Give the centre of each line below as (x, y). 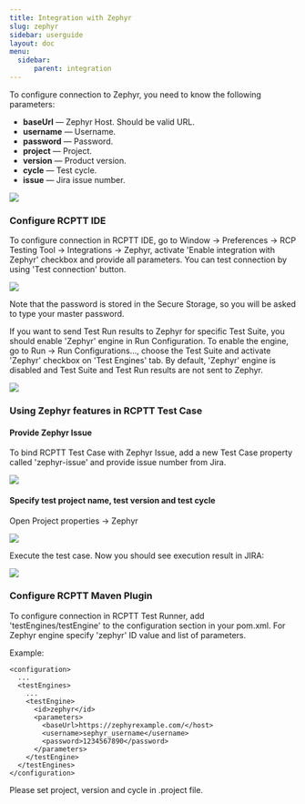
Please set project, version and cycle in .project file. (106, 789)
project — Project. (57, 150)
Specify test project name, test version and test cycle (112, 500)
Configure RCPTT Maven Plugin (81, 595)
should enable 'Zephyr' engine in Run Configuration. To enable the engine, (149, 341)
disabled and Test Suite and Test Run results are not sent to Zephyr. (137, 371)
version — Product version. (75, 160)
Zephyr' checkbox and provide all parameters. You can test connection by (148, 260)
